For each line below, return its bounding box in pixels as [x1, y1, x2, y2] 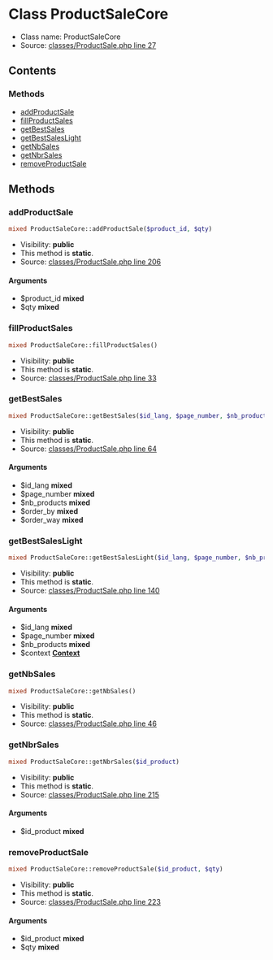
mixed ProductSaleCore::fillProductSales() [8, 341, 158, 350]
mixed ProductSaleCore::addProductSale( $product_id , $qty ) [8, 225, 213, 233]
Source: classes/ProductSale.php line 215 [19, 789, 160, 799]
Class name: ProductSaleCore [19, 32, 121, 41]
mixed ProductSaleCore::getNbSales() [8, 687, 136, 695]
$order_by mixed [19, 506, 79, 516]
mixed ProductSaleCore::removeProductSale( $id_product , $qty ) [8, 865, 223, 874]
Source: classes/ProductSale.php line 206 [19, 257, 162, 267]
